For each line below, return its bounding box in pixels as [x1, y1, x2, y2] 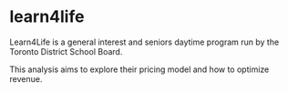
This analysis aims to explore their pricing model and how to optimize [9, 64, 270, 75]
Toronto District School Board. [9, 46, 123, 56]
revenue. [9, 73, 43, 84]
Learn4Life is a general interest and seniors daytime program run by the [9, 36, 280, 47]
